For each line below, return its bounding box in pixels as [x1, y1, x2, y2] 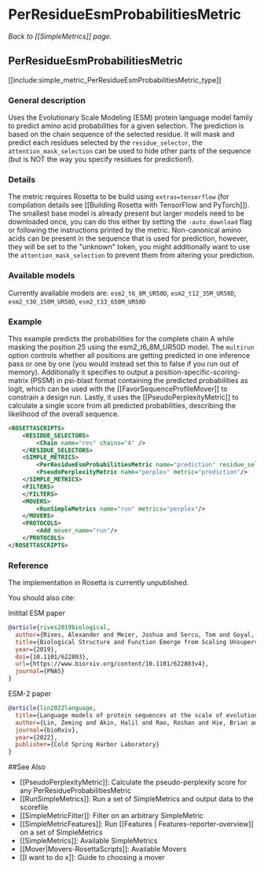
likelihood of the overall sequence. [8, 409, 119, 418]
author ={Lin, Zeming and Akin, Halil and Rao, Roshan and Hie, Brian [15, 718, 247, 727]
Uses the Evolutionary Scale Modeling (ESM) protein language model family [8, 112, 253, 123]
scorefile [19, 802, 49, 812]
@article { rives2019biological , [8, 624, 111, 632]
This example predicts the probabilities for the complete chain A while [8, 334, 234, 343]
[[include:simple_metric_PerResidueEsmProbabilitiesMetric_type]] [8, 75, 222, 84]
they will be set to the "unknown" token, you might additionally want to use [8, 242, 251, 252]
